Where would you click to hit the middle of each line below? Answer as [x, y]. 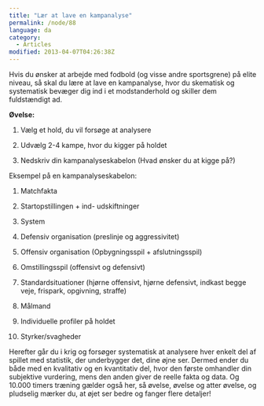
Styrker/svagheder [51, 336]
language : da [30, 30]
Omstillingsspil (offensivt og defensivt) [83, 267]
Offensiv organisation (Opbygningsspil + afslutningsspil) [111, 252]
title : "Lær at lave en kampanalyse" [71, 15]
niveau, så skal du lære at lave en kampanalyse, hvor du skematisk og [122, 83]
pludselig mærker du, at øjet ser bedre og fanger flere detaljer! [110, 393]
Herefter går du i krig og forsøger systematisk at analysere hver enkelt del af [133, 352]
